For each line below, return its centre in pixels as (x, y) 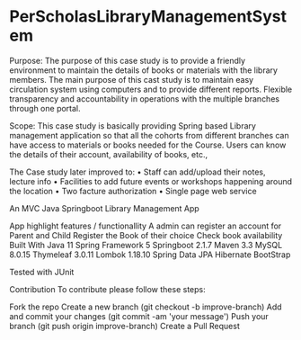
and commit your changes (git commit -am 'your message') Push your (139, 316)
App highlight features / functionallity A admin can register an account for (146, 226)
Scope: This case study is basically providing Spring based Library (133, 125)
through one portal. (45, 108)
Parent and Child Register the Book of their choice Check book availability (146, 235)
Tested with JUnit (42, 272)
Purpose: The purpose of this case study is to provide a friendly (127, 60)
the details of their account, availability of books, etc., (109, 154)
